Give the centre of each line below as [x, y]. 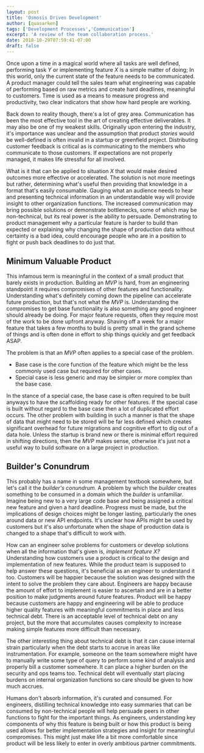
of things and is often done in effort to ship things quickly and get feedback [101, 334]
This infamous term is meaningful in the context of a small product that [95, 276]
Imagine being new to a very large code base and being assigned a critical [100, 501]
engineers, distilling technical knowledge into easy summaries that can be [99, 704]
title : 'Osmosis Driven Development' [54, 18]
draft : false [23, 46]
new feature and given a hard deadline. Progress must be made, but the [97, 507]
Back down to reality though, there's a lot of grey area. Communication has [100, 114]
